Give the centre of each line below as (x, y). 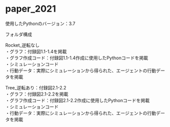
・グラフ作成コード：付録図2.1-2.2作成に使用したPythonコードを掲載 (77, 100)
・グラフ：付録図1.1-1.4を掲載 (36, 51)
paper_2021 (31, 9)
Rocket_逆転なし (22, 45)
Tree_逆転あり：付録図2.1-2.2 (36, 87)
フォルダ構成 (19, 34)
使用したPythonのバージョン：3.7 (40, 23)
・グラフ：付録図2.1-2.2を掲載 (37, 94)
